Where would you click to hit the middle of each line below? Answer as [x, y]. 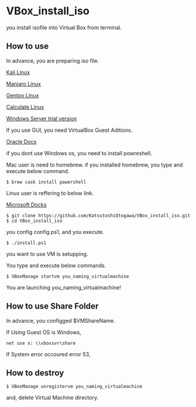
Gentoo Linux [23, 95]
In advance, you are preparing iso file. [53, 60]
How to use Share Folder [52, 306]
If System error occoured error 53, [48, 354]
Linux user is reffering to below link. [50, 193]
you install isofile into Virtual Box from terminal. [64, 27]
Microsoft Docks [27, 205]
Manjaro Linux [24, 84]
